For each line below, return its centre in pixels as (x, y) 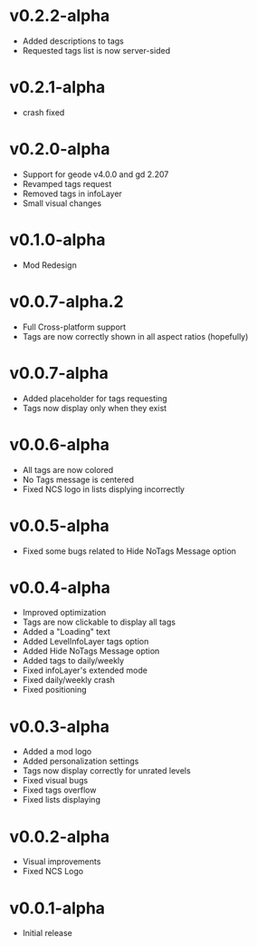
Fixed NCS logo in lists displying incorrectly (104, 489)
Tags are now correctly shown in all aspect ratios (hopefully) (135, 336)
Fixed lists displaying (62, 800)
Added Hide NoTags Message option (91, 651)
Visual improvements (62, 862)
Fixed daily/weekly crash (69, 680)
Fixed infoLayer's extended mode (85, 670)
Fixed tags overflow (59, 790)
